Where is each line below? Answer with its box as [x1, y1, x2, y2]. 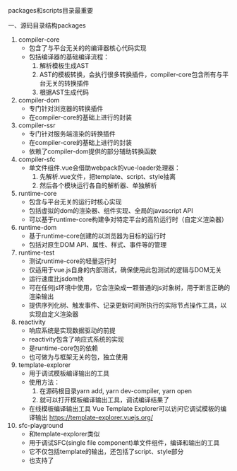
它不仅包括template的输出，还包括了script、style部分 [28, 448, 184, 455]
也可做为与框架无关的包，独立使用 [28, 353, 128, 361]
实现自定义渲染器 [28, 310, 79, 318]
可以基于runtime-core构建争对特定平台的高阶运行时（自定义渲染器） [28, 215, 228, 223]
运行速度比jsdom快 [28, 274, 84, 283]
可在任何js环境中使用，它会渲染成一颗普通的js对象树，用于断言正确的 [28, 284, 231, 291]
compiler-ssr [18, 121, 56, 129]
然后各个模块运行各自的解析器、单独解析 [39, 181, 157, 190]
